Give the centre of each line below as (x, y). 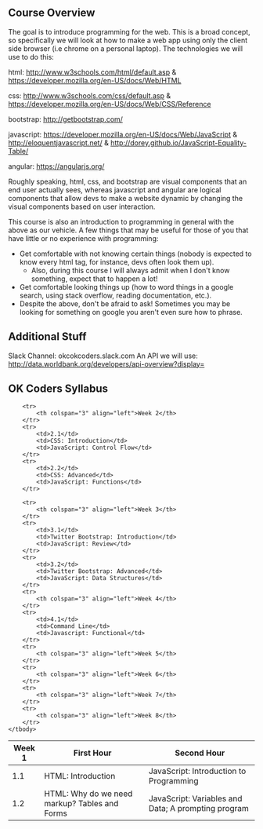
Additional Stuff (47, 337)
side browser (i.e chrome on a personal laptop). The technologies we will (126, 48)
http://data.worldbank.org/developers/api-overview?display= (106, 363)
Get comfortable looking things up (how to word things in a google (126, 287)
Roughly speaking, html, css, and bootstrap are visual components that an (128, 181)
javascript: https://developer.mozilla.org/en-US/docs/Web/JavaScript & (122, 134)
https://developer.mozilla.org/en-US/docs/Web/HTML (95, 80)
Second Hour (200, 753)
